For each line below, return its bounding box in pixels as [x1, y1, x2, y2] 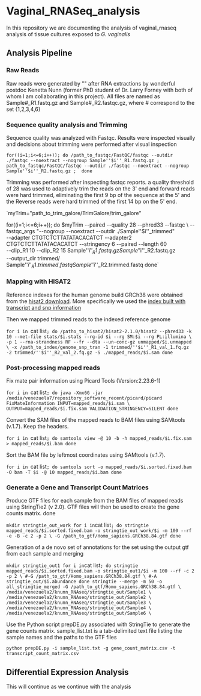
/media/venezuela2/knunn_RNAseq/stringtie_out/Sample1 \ [6, 589, 152, 595]
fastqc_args [6, 227, 35, 234]
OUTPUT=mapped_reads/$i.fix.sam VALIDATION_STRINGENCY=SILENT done [6, 406, 179, 412]
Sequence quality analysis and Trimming [6, 121, 128, 129]
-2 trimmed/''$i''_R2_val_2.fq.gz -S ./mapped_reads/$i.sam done [6, 350, 173, 356]
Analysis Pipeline [6, 48, 73, 58]
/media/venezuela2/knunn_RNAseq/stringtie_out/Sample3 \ [6, 600, 152, 606]
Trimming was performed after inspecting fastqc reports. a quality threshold [6, 178, 194, 186]
